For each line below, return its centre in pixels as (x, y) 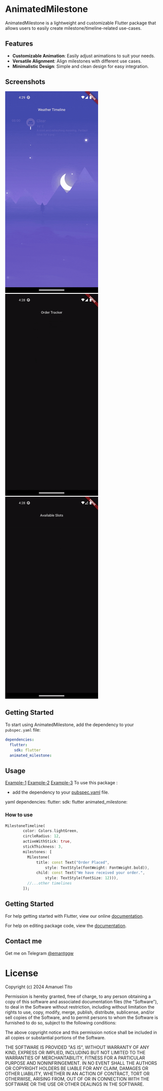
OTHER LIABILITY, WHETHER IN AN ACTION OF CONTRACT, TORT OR (77, 1074)
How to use (19, 815)
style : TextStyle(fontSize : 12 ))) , (82, 878)
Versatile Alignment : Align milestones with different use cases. (77, 61)
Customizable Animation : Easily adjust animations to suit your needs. (83, 56)
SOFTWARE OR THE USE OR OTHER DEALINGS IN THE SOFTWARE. (75, 1084)
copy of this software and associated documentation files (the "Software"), (82, 1002)
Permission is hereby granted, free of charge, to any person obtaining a (78, 997)
